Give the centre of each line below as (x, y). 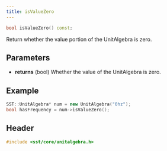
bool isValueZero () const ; (39, 28)
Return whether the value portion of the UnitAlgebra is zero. (79, 39)
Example (23, 90)
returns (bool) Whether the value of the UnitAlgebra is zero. (88, 72)
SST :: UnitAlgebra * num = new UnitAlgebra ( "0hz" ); (69, 104)
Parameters (28, 58)
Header (20, 128)
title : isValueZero (30, 12)
